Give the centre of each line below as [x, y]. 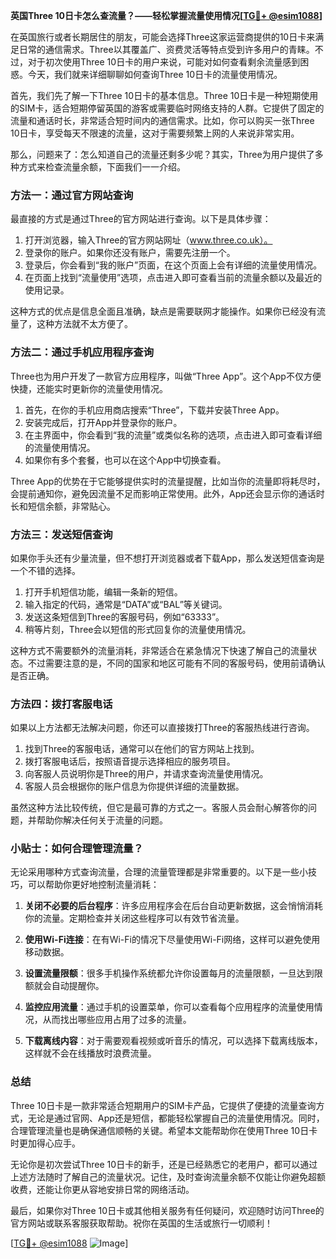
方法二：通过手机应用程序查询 [82, 352]
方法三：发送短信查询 [61, 534]
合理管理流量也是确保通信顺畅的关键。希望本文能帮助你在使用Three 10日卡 [164, 1130]
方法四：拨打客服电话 [61, 704]
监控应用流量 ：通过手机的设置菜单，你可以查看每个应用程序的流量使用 [169, 1007]
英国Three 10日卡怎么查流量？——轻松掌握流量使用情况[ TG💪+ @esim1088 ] [166, 15]
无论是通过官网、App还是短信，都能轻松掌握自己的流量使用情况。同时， [176, 1118]
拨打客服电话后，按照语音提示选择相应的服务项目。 [130, 761]
